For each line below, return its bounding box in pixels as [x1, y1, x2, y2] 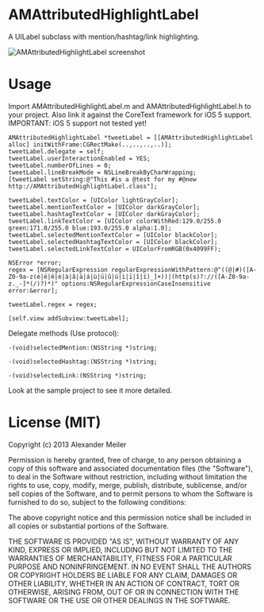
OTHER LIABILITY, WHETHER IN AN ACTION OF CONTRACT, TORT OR [8, 579, 239, 588]
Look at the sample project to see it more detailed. [8, 385, 173, 395]
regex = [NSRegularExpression [8, 265, 109, 273]
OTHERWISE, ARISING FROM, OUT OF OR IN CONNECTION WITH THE [8, 587, 239, 597]
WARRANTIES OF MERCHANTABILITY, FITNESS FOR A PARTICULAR [8, 553, 232, 563]
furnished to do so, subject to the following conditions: [8, 497, 186, 506]
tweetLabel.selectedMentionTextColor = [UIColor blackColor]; [8, 230, 218, 239]
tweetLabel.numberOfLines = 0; [8, 161, 112, 169]
